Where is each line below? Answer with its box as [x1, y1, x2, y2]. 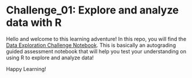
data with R [6, 16, 62, 29]
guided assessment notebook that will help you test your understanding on [6, 48, 187, 55]
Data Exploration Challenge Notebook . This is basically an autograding [6, 42, 176, 49]
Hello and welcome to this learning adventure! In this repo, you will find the [6, 35, 187, 42]
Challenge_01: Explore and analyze [6, 4, 179, 17]
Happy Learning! [6, 65, 47, 72]
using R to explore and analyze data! [6, 54, 94, 61]
